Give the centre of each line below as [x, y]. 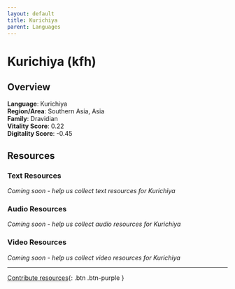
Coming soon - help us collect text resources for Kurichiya [92, 191]
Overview [29, 87]
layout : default [31, 14]
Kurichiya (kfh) [52, 61]
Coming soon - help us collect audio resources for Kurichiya [94, 224]
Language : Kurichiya [37, 104]
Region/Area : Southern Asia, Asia [56, 111]
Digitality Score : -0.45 [40, 134]
